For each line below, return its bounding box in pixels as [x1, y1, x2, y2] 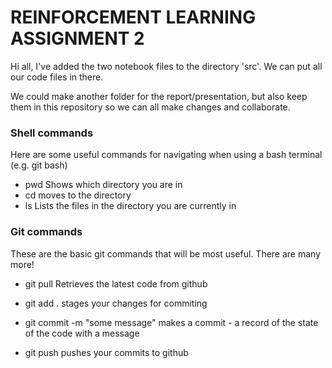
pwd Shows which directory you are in [24, 179, 183, 191]
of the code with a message [24, 327, 140, 339]
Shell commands [10, 126, 94, 140]
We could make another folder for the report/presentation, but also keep [10, 90, 308, 102]
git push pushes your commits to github [24, 346, 189, 358]
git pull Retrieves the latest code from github [24, 277, 208, 290]
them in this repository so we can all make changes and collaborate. [10, 101, 291, 113]
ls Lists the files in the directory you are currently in [24, 200, 237, 212]
